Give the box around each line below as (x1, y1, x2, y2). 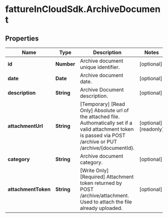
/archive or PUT (79, 138, 117, 145)
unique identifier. (79, 64, 120, 71)
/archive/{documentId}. (79, 144, 135, 151)
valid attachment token (79, 126, 134, 132)
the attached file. (79, 113, 120, 120)
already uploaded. (79, 204, 122, 211)
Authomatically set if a (79, 119, 132, 126)
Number (55, 61, 75, 67)
